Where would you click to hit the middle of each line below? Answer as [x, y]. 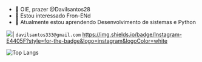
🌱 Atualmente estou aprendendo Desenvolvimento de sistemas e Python [105, 22]
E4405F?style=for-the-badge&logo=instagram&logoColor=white [87, 41]
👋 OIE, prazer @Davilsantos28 [53, 9]
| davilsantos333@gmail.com [47, 34]
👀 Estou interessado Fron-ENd [53, 16]
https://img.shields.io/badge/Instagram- [132, 34]
